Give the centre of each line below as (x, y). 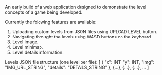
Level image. (25, 42)
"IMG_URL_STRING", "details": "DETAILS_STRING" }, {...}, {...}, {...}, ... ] (77, 67)
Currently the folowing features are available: (51, 22)
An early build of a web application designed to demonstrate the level (76, 7)
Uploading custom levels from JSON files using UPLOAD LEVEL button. (84, 31)
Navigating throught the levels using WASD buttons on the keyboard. (82, 37)
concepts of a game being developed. (44, 12)
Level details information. (38, 52)
